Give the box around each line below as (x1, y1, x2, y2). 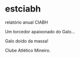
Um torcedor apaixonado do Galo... (5, 28, 75, 34)
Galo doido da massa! (5, 38, 48, 44)
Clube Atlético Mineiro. (5, 47, 51, 53)
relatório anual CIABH (5, 19, 48, 25)
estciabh (5, 3, 41, 14)
